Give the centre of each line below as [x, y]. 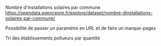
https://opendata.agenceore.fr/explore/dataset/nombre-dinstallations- [79, 13]
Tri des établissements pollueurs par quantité [53, 38]
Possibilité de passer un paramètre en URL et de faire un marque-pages [81, 28]
